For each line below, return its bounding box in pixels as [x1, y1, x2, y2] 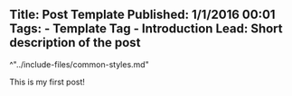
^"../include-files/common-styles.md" [9, 58, 149, 70]
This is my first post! [9, 76, 86, 87]
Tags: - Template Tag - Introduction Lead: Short [9, 22, 283, 37]
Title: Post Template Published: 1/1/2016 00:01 [9, 7, 276, 22]
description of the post [9, 35, 141, 50]
